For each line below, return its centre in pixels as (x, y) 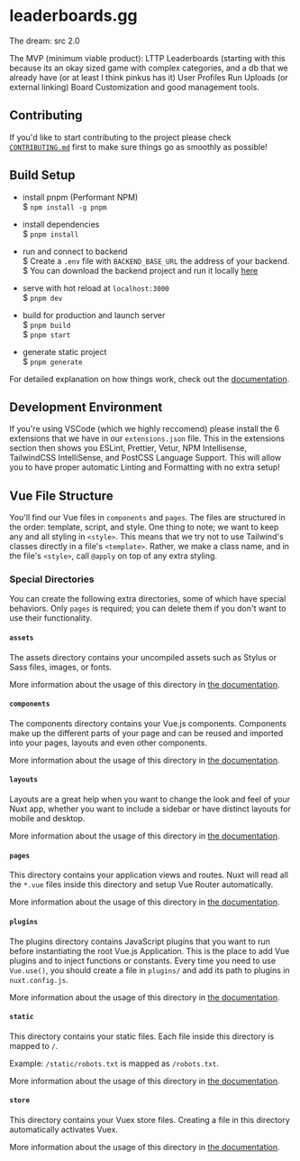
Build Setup (42, 176)
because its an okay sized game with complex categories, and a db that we (149, 68)
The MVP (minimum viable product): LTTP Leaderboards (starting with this (147, 58)
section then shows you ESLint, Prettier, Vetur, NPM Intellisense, (128, 448)
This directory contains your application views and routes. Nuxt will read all (149, 875)
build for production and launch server (94, 315)
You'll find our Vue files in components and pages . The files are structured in (147, 518)
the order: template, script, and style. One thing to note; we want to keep (144, 527)
